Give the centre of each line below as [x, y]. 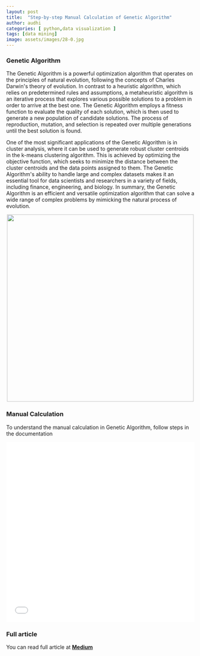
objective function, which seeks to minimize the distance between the [92, 162]
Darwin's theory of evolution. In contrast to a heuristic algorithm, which [93, 86]
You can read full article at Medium [50, 647]
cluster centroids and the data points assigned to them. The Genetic [90, 168]
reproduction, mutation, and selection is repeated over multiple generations [99, 125]
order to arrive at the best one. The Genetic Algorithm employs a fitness [95, 105]
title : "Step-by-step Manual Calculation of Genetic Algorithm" [89, 17]
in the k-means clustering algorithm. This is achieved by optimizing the [93, 155]
